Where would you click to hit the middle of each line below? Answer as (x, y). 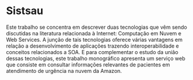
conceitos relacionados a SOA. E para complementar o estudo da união (92, 52)
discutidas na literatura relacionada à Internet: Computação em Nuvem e (94, 33)
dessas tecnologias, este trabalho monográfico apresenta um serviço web (96, 58)
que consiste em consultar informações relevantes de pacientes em (88, 64)
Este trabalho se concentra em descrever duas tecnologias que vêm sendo (97, 27)
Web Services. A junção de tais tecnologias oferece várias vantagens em (94, 39)
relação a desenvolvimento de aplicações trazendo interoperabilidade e (93, 46)
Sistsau (25, 11)
